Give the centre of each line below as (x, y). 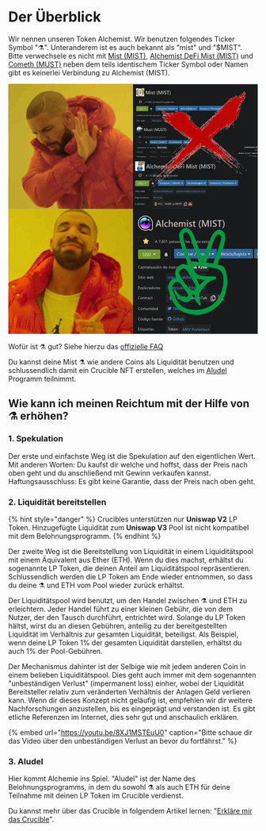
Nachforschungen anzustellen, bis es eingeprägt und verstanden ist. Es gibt (132, 708)
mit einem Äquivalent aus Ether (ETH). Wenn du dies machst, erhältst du (126, 560)
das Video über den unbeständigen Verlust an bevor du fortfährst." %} (123, 741)
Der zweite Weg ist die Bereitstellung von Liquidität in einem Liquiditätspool (131, 551)
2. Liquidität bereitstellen (57, 502)
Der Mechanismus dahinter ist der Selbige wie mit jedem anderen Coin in (127, 666)
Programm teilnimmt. (42, 379)
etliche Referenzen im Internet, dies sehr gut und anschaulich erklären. (123, 717)
